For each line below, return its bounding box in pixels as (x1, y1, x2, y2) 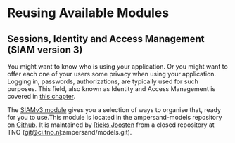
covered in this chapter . (7, 93, 76, 100)
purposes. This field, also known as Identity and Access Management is (7, 85, 216, 93)
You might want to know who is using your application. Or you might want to (7, 62, 229, 71)
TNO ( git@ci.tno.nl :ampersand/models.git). (7, 128, 132, 136)
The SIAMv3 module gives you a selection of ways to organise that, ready (7, 106, 222, 114)
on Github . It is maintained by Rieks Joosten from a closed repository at (7, 121, 215, 129)
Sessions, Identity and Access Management (7, 33, 205, 45)
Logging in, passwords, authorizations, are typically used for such (7, 77, 198, 86)
